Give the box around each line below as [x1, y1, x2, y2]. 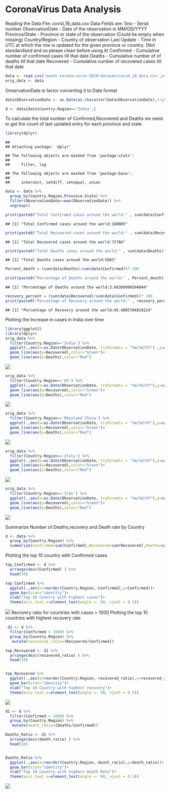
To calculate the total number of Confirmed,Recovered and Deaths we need [5, 115, 163, 121]
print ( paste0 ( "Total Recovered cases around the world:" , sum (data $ [5, 230, 155, 235]
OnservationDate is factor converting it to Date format [5, 87, 117, 94]
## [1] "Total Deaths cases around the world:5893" [5, 258, 116, 263]
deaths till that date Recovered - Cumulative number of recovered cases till [5, 58, 162, 64]
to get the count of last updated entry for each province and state [5, 121, 142, 127]
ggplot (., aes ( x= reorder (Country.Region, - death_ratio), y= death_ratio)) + [10, 760, 164, 765]
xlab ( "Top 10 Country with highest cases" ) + [10, 595, 105, 600]
